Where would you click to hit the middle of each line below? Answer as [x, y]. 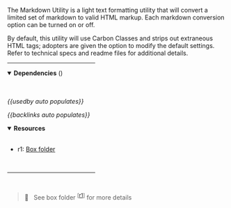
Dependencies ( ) [38, 73]
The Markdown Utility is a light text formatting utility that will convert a [108, 10]
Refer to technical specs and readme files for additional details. [98, 53]
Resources [30, 128]
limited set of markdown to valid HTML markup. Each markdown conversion [116, 17]
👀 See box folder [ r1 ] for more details [78, 197]
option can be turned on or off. [51, 25]
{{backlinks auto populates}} [49, 115]
